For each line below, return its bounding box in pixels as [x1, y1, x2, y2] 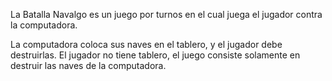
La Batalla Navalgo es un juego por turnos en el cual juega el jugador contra [10, 9, 323, 20]
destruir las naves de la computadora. [10, 60, 167, 71]
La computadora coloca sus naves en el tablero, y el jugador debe [10, 39, 283, 50]
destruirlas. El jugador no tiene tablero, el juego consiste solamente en [10, 49, 301, 61]
